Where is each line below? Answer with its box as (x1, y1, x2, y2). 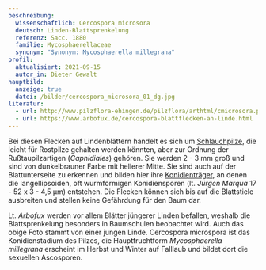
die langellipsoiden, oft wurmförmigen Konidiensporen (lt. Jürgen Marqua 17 (8, 178, 257, 188)
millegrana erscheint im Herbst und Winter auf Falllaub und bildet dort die (8, 244, 249, 253)
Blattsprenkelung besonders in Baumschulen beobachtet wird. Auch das (8, 219, 244, 228)
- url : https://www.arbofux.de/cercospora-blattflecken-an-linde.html (15, 115, 253, 123)
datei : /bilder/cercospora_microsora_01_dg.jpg (15, 93, 176, 101)
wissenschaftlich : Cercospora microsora (15, 19, 150, 27)
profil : (8, 56, 34, 64)
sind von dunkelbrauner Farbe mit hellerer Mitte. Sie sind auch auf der (8, 162, 237, 171)
